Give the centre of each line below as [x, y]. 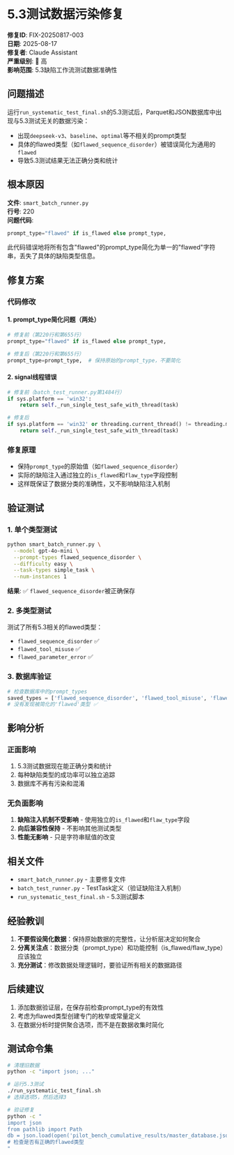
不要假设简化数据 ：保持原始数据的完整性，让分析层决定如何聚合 [109, 939]
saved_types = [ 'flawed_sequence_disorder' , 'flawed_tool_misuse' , [107, 698]
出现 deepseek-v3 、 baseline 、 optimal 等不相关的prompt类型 [102, 135]
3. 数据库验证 [29, 677]
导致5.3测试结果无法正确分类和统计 [68, 160]
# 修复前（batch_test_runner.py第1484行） [66, 392]
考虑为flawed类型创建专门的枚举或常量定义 [79, 1016]
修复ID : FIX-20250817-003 [46, 35]
